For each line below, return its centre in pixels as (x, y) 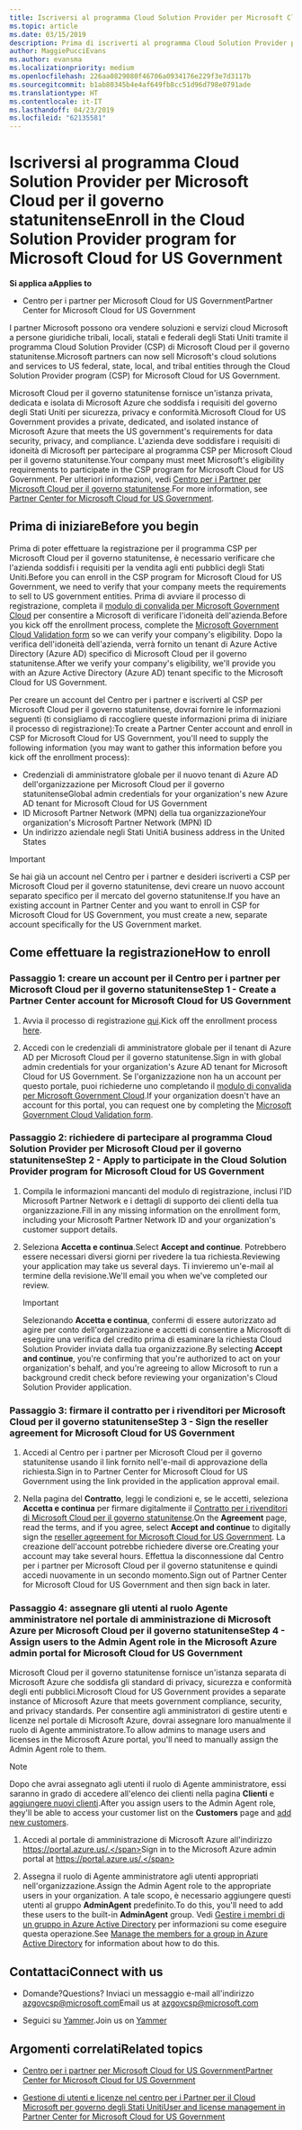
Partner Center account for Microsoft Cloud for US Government (151, 1001)
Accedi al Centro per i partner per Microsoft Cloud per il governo (142, 1453)
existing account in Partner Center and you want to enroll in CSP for (135, 905)
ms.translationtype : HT (54, 93)
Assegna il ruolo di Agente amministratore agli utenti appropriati (140, 1876)
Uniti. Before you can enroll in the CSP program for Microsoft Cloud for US (146, 576)
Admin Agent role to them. (58, 1749)
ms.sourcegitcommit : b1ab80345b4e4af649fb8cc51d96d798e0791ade (130, 85)
